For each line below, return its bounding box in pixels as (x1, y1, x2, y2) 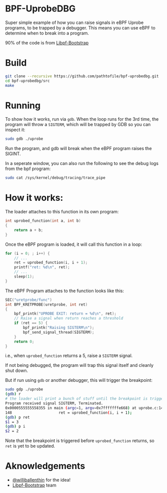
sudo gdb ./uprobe (5, 137, 43, 142)
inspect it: (5, 127, 26, 133)
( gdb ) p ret (5, 415, 30, 420)
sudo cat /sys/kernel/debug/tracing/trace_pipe (5, 175, 106, 180)
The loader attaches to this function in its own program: (5, 209, 119, 215)
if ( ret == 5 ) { (14, 321, 48, 326)
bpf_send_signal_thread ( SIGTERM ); (23, 329, 94, 334)
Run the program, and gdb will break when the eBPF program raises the (5, 146, 152, 152)
